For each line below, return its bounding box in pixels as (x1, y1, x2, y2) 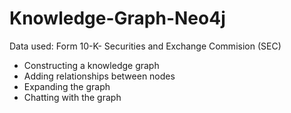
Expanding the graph (23, 80, 111, 92)
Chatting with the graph (23, 91, 122, 103)
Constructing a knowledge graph (23, 59, 160, 71)
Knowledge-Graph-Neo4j (9, 7, 226, 30)
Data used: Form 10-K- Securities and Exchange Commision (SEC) (9, 40, 282, 52)
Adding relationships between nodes (23, 70, 176, 82)
